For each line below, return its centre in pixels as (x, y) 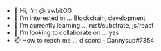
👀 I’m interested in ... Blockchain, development (79, 18)
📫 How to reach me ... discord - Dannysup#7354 (84, 40)
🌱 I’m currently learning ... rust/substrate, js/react (84, 25)
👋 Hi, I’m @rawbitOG (43, 11)
